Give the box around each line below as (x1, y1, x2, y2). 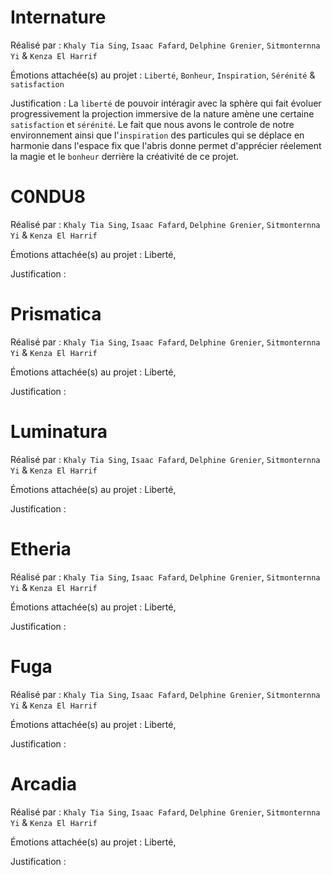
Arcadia (10, 772, 78, 795)
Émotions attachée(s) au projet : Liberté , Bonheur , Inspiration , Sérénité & (10, 69, 316, 81)
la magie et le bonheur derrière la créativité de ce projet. (10, 150, 240, 162)
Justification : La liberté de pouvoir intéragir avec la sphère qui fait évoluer (10, 97, 322, 109)
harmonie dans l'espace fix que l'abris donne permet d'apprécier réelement (10, 139, 322, 151)
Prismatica (10, 303, 102, 326)
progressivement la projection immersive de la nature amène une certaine (10, 107, 315, 120)
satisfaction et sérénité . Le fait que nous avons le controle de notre (10, 118, 295, 130)
